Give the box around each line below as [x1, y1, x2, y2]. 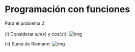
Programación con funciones [5, 4, 130, 15]
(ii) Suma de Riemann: [5, 40, 51, 46]
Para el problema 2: [5, 20, 46, 26]
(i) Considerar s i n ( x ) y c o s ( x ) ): [5, 31, 68, 37]
